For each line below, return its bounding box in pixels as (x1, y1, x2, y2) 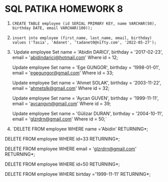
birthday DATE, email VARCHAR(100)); (12, 25, 93, 31)
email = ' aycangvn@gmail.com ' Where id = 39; (12, 100, 111, 107)
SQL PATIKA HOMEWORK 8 (5, 3, 123, 15)
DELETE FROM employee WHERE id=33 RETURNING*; (5, 135, 121, 141)
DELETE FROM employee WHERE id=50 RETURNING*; (5, 161, 120, 167)
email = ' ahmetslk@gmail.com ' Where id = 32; (12, 85, 110, 91)
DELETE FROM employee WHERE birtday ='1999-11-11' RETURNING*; (5, 171, 151, 177)
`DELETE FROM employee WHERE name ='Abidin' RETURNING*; (12, 126, 149, 132)
